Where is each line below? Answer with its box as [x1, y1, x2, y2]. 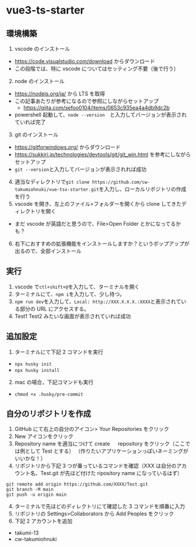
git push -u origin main [6, 492, 67, 498]
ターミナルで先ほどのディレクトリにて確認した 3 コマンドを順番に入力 [14, 503, 185, 510]
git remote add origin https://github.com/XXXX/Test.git [6, 482, 148, 487]
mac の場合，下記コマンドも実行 [14, 378, 94, 385]
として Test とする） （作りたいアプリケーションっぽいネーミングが [25, 447, 189, 454]
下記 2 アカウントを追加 [14, 518, 73, 525]
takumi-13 [14, 529, 39, 536]
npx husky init [14, 361, 52, 367]
